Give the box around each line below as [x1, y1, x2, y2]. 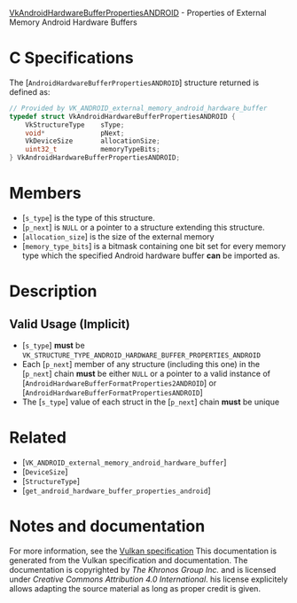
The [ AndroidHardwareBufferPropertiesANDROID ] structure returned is [9, 77, 260, 88]
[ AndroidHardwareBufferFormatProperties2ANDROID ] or [21, 378, 217, 388]
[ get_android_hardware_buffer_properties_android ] [21, 485, 211, 496]
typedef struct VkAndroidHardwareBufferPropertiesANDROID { [9, 112, 237, 121]
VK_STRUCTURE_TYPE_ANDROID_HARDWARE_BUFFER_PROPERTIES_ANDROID [21, 351, 262, 360]
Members [9, 184, 82, 203]
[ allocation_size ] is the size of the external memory [21, 231, 215, 242]
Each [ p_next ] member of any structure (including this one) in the [21, 359, 260, 369]
